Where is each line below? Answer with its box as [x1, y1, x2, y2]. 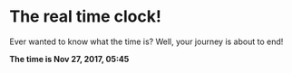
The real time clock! [9, 6, 161, 27]
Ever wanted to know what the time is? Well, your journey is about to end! [9, 36, 284, 47]
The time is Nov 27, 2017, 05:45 [9, 53, 130, 64]
